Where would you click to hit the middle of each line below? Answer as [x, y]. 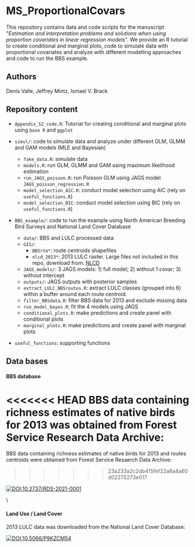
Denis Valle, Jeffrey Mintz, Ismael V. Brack [57, 91]
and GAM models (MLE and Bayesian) [60, 147]
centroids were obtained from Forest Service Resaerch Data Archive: [89, 460]
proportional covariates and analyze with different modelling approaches [94, 52]
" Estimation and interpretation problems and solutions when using [86, 33]
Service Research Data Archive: [85, 437]
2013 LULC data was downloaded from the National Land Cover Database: [96, 526]
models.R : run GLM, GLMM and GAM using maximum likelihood [99, 165]
